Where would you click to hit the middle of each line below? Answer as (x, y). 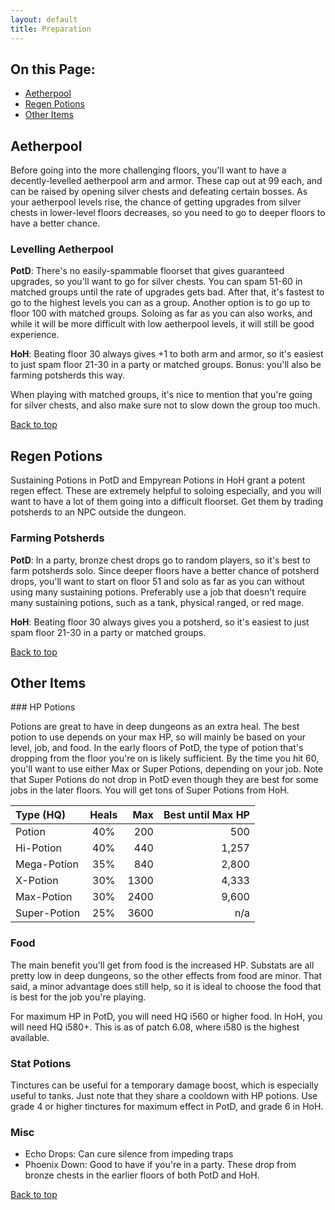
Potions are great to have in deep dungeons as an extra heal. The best (155, 727)
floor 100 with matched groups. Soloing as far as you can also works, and (161, 313)
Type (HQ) (41, 815)
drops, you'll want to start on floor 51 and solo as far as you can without (157, 581)
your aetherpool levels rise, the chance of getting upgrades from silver (156, 202)
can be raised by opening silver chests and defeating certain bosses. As (159, 192)
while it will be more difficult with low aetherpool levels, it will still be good (162, 324)
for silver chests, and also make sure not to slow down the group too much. (165, 405)
